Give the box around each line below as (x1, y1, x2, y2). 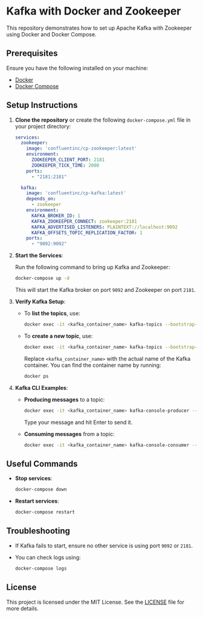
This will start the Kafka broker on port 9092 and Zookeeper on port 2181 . (14, 286, 196, 294)
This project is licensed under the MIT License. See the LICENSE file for (6, 598, 185, 605)
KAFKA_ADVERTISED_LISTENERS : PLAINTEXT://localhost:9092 (31, 224, 178, 230)
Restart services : (14, 498, 59, 505)
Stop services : (14, 475, 53, 482)
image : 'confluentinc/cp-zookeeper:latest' (26, 145, 137, 152)
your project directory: (14, 122, 71, 130)
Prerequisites (6, 48, 58, 59)
